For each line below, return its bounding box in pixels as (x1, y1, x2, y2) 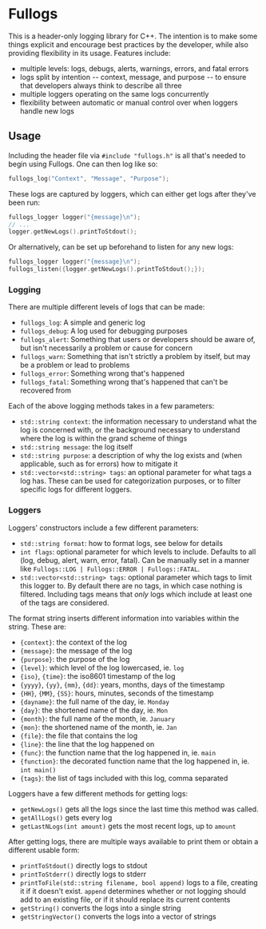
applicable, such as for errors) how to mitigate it (19, 459, 178, 468)
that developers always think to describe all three (19, 81, 182, 90)
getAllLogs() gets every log (19, 812, 113, 822)
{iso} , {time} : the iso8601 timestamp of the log (19, 671, 176, 680)
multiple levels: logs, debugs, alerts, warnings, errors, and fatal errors (19, 63, 249, 73)
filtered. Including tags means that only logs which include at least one (19, 589, 253, 599)
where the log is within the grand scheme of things (19, 433, 188, 444)
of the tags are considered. (19, 597, 109, 608)
